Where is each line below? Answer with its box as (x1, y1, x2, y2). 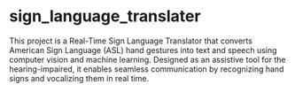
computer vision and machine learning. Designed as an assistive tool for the (9, 54, 286, 65)
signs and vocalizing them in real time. (9, 73, 150, 83)
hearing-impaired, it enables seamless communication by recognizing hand (9, 64, 284, 74)
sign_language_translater (9, 6, 201, 27)
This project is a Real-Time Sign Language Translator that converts (9, 35, 252, 46)
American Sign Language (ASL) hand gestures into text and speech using (9, 44, 277, 55)
